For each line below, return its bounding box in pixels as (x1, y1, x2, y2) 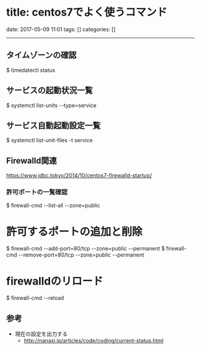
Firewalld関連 (6, 155, 57, 165)
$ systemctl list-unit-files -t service (6, 137, 93, 144)
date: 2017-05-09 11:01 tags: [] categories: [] (6, 25, 116, 33)
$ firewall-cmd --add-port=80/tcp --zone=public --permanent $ (6, 245, 165, 252)
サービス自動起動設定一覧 (6, 120, 100, 131)
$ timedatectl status (6, 67, 56, 74)
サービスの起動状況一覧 (6, 85, 93, 96)
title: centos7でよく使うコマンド (6, 5, 167, 19)
